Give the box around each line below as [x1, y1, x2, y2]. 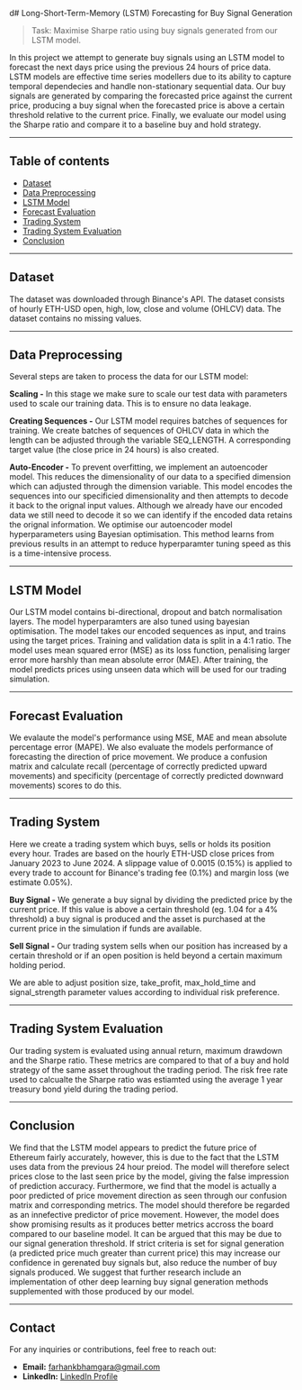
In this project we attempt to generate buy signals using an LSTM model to [9, 52, 285, 62]
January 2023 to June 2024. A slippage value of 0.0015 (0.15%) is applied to [9, 857, 293, 868]
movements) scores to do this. [9, 780, 122, 791]
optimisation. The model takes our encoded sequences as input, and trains [9, 626, 286, 636]
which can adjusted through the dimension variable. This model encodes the [9, 481, 293, 492]
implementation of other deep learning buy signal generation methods [9, 1276, 269, 1287]
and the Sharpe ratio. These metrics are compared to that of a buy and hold [9, 1055, 289, 1065]
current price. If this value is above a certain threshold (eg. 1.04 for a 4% [9, 903, 279, 914]
